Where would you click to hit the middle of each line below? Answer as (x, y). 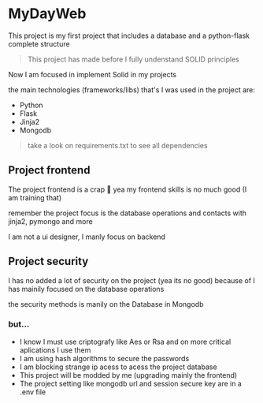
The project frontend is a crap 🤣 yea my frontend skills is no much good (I (128, 189)
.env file (32, 392)
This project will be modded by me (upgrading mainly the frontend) (128, 375)
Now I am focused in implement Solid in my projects (93, 74)
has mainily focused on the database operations (86, 289)
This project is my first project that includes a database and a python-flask (129, 35)
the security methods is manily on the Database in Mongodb (106, 304)
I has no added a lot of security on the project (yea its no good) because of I (132, 280)
